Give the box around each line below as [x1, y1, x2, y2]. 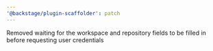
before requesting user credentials [6, 35, 104, 44]
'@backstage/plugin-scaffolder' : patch [6, 10, 121, 17]
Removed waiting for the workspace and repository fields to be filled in [6, 29, 207, 37]
